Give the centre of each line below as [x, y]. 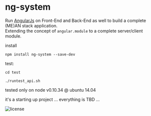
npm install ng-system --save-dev [40, 54]
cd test [13, 72]
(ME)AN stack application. [31, 25]
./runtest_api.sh [23, 81]
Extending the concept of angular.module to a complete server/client [74, 31]
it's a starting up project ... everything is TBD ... [53, 99]
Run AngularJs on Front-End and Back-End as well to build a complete [76, 20]
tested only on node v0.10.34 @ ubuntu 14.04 [51, 90]
